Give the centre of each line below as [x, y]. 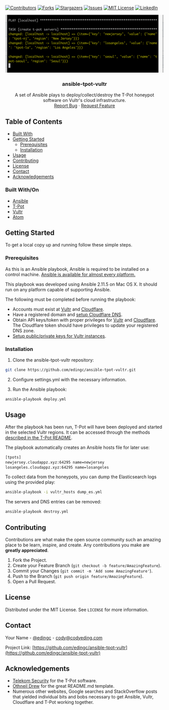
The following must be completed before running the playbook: [71, 299]
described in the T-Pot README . [39, 438]
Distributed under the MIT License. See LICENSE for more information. [77, 610]
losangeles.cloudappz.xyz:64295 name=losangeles [57, 468]
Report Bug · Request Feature [84, 106]
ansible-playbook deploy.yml [36, 399]
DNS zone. [24, 330]
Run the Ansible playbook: [39, 389]
